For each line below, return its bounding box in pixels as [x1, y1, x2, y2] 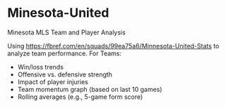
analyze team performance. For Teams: [7, 49, 122, 58]
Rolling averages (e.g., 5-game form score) [17, 93, 143, 101]
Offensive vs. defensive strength [17, 70, 113, 79]
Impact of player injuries [17, 77, 88, 86]
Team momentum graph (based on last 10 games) [17, 85, 162, 93]
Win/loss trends [17, 62, 64, 71]
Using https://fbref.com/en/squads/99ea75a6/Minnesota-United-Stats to [7, 41, 220, 50]
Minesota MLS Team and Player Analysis [7, 28, 126, 36]
